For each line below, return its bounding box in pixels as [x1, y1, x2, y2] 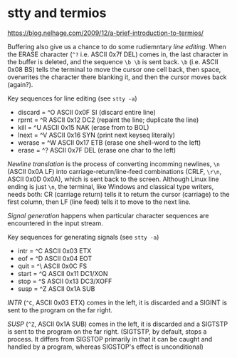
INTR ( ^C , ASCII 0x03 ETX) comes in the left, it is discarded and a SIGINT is [7, 298, 228, 307]
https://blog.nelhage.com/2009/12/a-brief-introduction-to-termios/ [7, 29, 204, 37]
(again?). [7, 80, 33, 88]
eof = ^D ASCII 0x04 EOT [17, 254, 93, 262]
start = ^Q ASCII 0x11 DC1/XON [17, 269, 108, 277]
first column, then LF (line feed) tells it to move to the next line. [7, 198, 191, 206]
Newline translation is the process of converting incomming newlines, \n [7, 159, 221, 168]
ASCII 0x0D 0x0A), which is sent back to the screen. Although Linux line [7, 175, 219, 183]
